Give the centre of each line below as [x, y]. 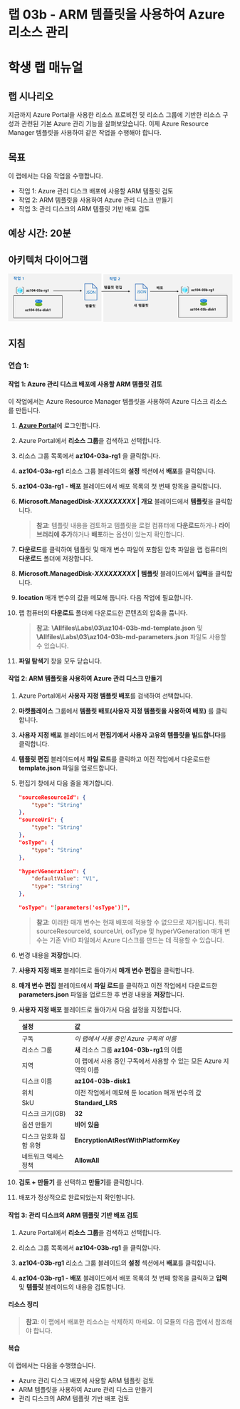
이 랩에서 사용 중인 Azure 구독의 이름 [125, 1038]
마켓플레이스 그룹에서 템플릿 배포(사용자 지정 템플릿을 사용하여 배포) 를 [116, 711]
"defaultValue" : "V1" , [65, 879]
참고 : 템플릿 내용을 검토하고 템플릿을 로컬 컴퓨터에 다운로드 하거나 [126, 525]
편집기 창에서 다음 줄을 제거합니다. [66, 783]
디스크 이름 [37, 1081]
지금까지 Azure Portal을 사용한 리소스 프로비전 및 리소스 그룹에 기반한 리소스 [115, 115]
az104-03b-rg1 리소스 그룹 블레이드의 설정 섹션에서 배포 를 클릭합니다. [117, 1263]
